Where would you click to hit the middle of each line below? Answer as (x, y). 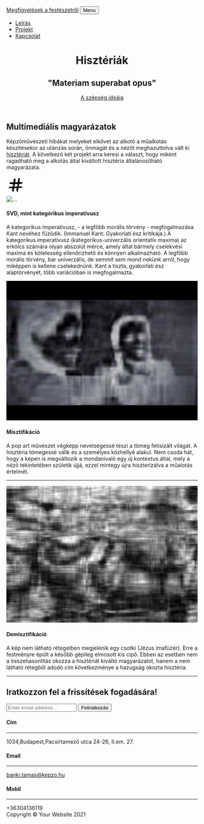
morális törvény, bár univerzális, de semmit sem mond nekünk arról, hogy (98, 259)
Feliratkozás (95, 707)
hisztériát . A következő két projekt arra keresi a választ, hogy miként (92, 154)
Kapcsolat (28, 36)
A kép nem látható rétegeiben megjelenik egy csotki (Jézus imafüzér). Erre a (102, 648)
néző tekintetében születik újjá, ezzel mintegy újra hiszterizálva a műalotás (100, 465)
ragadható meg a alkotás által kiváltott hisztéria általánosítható (84, 161)
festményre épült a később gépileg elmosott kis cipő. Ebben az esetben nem (102, 655)
